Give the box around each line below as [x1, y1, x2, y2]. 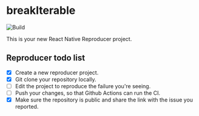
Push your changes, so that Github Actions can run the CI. [15, 89, 161, 97]
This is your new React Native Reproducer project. [6, 35, 132, 42]
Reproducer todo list [6, 53, 86, 63]
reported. [15, 103, 39, 111]
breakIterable [6, 4, 76, 18]
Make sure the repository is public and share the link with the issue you [15, 96, 193, 103]
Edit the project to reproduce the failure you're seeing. [15, 82, 151, 89]
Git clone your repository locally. [15, 76, 96, 83]
